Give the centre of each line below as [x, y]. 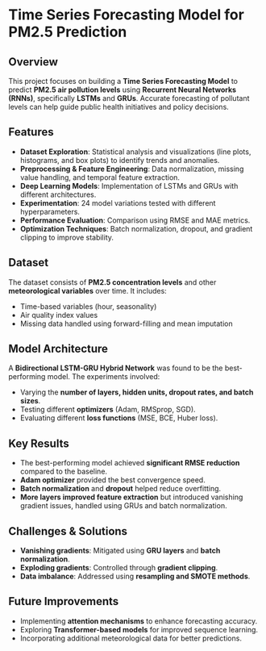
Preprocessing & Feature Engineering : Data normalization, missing [132, 169]
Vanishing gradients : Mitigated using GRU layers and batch [120, 551]
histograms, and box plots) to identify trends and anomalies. [120, 160]
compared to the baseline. [63, 472]
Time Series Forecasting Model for [126, 15]
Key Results [39, 443]
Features [31, 132]
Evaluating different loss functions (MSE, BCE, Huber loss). [119, 418]
